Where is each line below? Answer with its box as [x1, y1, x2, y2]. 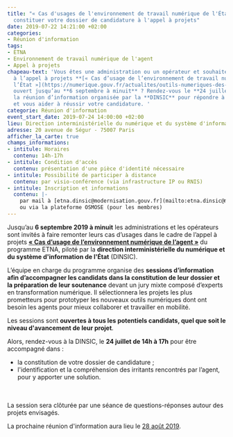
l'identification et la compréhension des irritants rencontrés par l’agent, [17, 365, 221, 374]
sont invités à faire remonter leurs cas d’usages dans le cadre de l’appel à [7, 230, 217, 238]
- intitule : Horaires [7, 146, 70, 153]
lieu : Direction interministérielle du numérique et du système [7, 119, 197, 127]
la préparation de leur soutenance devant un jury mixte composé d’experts [7, 281, 223, 289]
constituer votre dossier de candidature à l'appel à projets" [13, 17, 200, 24]
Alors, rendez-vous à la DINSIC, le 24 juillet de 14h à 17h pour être [7, 337, 197, 345]
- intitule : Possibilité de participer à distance [7, 172, 157, 179]
